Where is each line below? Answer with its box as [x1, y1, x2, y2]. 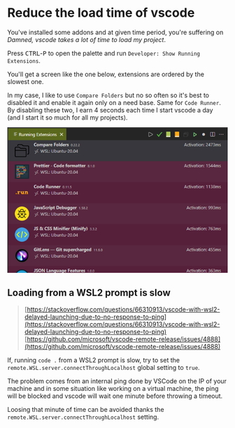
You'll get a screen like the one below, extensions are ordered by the [7, 70, 205, 78]
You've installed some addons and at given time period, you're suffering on [7, 28, 224, 36]
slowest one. [7, 77, 44, 85]
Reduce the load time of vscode [7, 5, 195, 21]
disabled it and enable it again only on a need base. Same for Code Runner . [7, 98, 222, 106]
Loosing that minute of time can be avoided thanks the [7, 406, 164, 414]
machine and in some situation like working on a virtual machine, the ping [7, 385, 219, 393]
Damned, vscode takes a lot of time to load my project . [7, 35, 166, 43]
